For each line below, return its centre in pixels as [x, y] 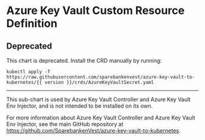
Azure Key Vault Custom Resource [95, 11]
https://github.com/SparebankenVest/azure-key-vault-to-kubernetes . [94, 131]
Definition [32, 23]
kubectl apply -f [28, 72]
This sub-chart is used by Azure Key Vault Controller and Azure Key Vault [99, 99]
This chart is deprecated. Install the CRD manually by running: [84, 61]
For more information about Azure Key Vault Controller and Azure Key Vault [101, 117]
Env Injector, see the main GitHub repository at [65, 124]
